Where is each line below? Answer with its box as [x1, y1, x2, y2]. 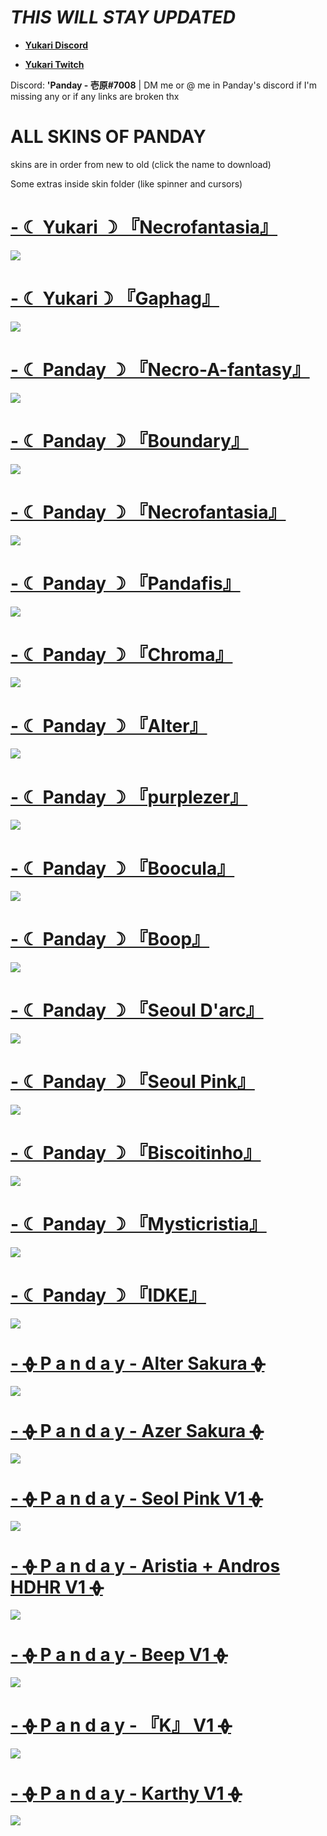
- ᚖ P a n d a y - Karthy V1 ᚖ [10, 1782, 242, 1805]
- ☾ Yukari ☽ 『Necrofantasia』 [10, 216, 278, 239]
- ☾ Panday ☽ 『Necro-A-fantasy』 [10, 358, 310, 381]
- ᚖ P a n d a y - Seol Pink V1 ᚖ [10, 1487, 263, 1510]
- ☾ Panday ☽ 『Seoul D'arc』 [10, 999, 264, 1022]
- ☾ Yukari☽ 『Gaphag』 [10, 287, 220, 310]
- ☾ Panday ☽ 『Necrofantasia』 [10, 501, 287, 523]
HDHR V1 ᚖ [10, 1576, 103, 1598]
